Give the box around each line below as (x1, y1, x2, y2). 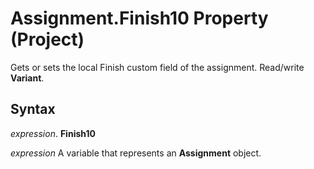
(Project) (10, 28, 85, 51)
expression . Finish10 (10, 127, 96, 139)
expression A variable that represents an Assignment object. (10, 147, 262, 159)
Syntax (10, 101, 56, 118)
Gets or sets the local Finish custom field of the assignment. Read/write (10, 61, 305, 73)
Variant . (10, 72, 45, 84)
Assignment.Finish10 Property (10, 7, 269, 30)
